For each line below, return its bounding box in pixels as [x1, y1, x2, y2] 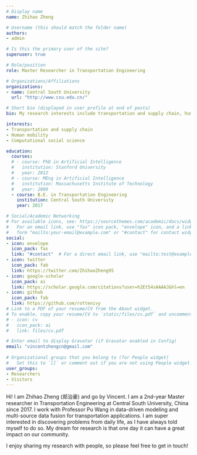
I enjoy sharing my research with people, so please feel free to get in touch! [6, 442, 189, 449]
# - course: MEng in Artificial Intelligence [11, 175, 125, 181]
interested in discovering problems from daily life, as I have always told [6, 419, 178, 426]
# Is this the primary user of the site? [6, 46, 109, 52]
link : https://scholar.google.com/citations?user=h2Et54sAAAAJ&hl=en [11, 284, 185, 290]
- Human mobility [6, 132, 49, 138]
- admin [6, 36, 25, 42]
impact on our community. [6, 431, 70, 438]
